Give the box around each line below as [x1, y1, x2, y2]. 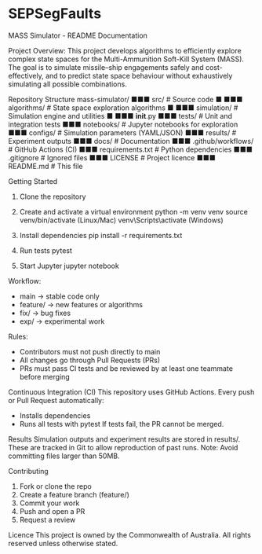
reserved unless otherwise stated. [8, 538, 118, 548]
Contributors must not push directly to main [19, 347, 161, 356]
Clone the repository [19, 192, 86, 201]
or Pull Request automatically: [8, 395, 104, 405]
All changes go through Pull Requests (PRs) [19, 355, 161, 365]
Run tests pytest [19, 245, 73, 255]
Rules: [8, 332, 29, 341]
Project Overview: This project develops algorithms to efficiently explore [8, 46, 242, 55]
